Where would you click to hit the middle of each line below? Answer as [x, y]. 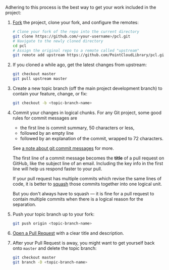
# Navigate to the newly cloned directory [58, 41]
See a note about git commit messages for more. [63, 148]
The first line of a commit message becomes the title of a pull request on [88, 158]
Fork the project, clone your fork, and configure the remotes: [75, 22]
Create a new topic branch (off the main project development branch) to [87, 88]
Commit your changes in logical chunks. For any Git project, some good [87, 113]
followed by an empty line [47, 133]
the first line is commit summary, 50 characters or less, [77, 128]
